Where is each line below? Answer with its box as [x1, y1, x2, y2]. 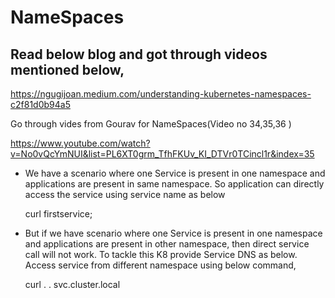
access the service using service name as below [24, 189, 226, 200]
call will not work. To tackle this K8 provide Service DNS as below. [24, 249, 298, 260]
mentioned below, [10, 61, 125, 78]
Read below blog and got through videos [10, 46, 268, 63]
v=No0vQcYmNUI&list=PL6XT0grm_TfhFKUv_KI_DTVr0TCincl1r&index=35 [10, 148, 315, 160]
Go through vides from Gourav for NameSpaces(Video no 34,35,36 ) [10, 118, 292, 130]
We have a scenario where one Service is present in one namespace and [24, 167, 326, 179]
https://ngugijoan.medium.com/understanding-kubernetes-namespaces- [10, 88, 312, 100]
